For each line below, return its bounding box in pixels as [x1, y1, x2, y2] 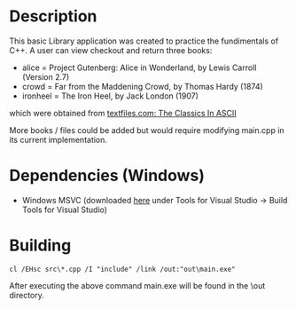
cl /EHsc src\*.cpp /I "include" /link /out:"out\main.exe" [9, 265, 237, 273]
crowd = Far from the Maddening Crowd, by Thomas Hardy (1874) [21, 81, 263, 91]
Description [9, 6, 97, 27]
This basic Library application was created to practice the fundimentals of [9, 36, 279, 46]
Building [9, 235, 72, 256]
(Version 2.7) [21, 71, 70, 82]
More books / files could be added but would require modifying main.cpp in [9, 124, 285, 135]
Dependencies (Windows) [9, 166, 206, 186]
